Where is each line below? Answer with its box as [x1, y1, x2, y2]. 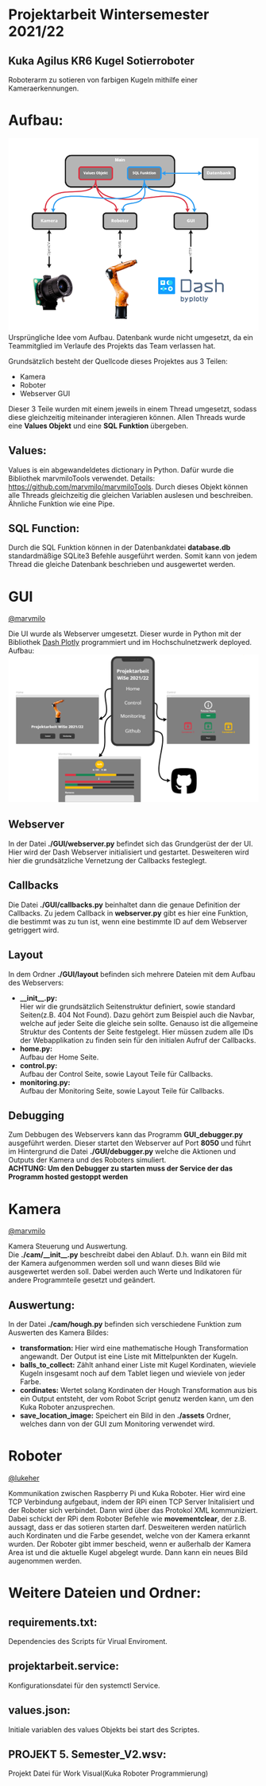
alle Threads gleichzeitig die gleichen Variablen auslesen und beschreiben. [8, 490, 253, 500]
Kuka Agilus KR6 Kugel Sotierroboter [8, 54, 195, 68]
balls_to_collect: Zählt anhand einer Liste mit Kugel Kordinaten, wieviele [19, 1360, 256, 1370]
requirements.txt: [8, 1615, 98, 1629]
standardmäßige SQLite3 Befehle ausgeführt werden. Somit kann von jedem [8, 551, 257, 561]
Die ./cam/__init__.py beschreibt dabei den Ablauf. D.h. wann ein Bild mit [8, 1250, 248, 1259]
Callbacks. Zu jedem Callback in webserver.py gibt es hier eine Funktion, [8, 908, 249, 918]
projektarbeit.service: [8, 1660, 119, 1673]
